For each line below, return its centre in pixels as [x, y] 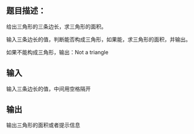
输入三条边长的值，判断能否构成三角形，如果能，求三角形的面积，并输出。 [99, 39]
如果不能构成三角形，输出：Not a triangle [57, 52]
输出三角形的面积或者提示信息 [43, 125]
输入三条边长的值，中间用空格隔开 [48, 89]
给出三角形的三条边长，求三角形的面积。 [56, 27]
